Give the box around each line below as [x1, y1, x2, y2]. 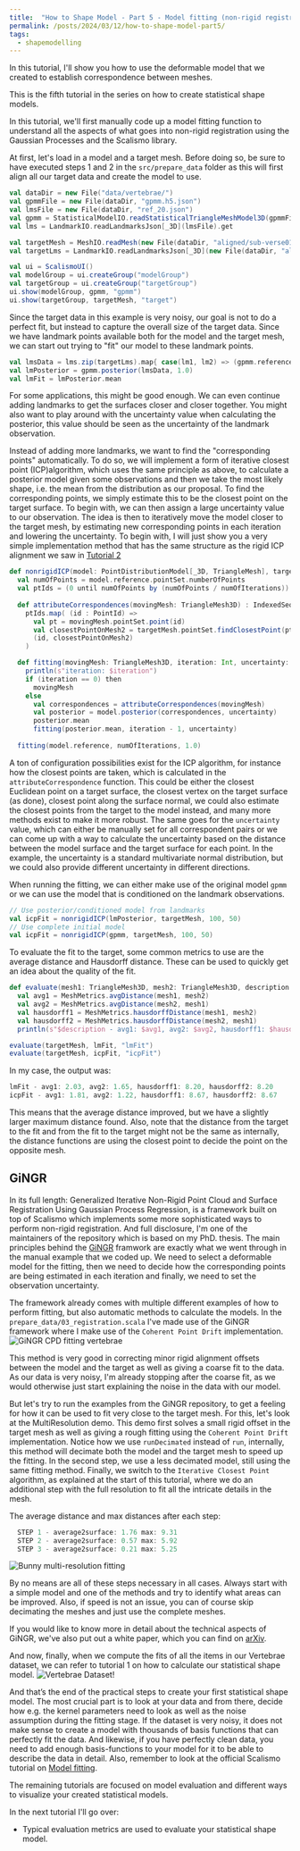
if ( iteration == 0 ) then [25, 674, 122, 683]
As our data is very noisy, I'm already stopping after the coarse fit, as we [9, 1371, 276, 1382]
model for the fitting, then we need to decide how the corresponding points [9, 1261, 286, 1271]
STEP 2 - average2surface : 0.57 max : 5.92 [17, 1536, 178, 1545]
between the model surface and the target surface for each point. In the [9, 842, 274, 853]
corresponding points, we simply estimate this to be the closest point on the [9, 493, 288, 504]
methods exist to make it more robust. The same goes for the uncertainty [9, 814, 280, 825]
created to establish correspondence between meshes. [9, 72, 212, 83]
